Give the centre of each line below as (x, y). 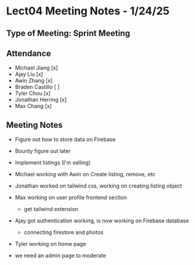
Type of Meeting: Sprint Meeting (68, 33)
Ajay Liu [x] (29, 74)
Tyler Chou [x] (33, 94)
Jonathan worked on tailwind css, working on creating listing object (98, 186)
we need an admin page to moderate (60, 255)
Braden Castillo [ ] (37, 87)
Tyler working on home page (50, 244)
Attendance (29, 53)
